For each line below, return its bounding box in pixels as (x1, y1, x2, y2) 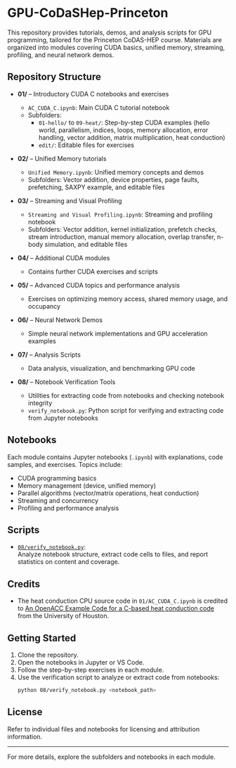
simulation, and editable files (44, 240, 128, 248)
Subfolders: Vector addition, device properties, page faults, (27, 175, 199, 184)
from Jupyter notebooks (27, 414, 98, 422)
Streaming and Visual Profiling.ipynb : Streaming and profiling (27, 210, 213, 219)
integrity (27, 399, 53, 407)
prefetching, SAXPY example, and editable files (27, 183, 165, 191)
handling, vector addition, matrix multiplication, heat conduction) (38, 133, 226, 141)
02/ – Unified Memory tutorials (17, 154, 107, 162)
